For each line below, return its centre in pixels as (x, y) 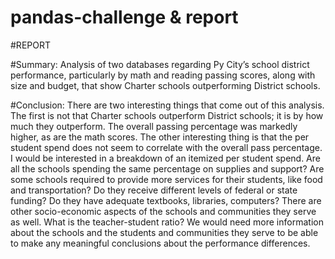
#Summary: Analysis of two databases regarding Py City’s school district (160, 64)
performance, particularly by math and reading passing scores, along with (163, 75)
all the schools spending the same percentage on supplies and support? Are (167, 168)
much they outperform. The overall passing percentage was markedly (154, 126)
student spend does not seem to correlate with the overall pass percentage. (166, 147)
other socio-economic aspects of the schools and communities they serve (163, 211)
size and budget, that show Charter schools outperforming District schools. (165, 85)
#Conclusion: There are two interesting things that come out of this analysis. (167, 105)
